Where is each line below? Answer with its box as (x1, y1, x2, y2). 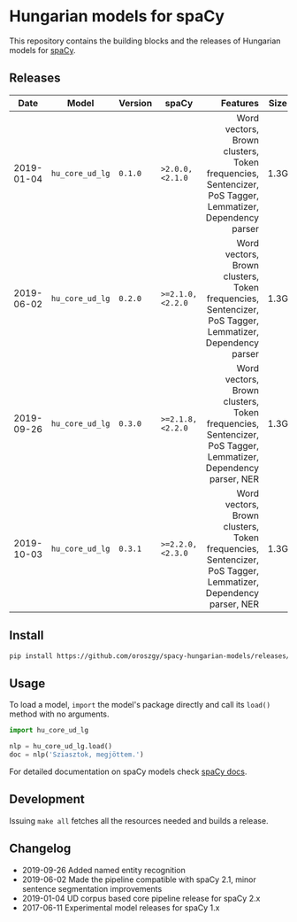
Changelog (9, 841, 72, 856)
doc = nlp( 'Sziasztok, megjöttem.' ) (9, 750, 144, 759)
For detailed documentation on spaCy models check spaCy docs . (9, 766, 247, 777)
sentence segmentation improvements (21, 883, 163, 894)
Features (220, 97, 259, 109)
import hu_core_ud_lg (9, 726, 89, 735)
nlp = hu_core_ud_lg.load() (9, 742, 113, 751)
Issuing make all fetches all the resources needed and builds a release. (9, 815, 269, 825)
